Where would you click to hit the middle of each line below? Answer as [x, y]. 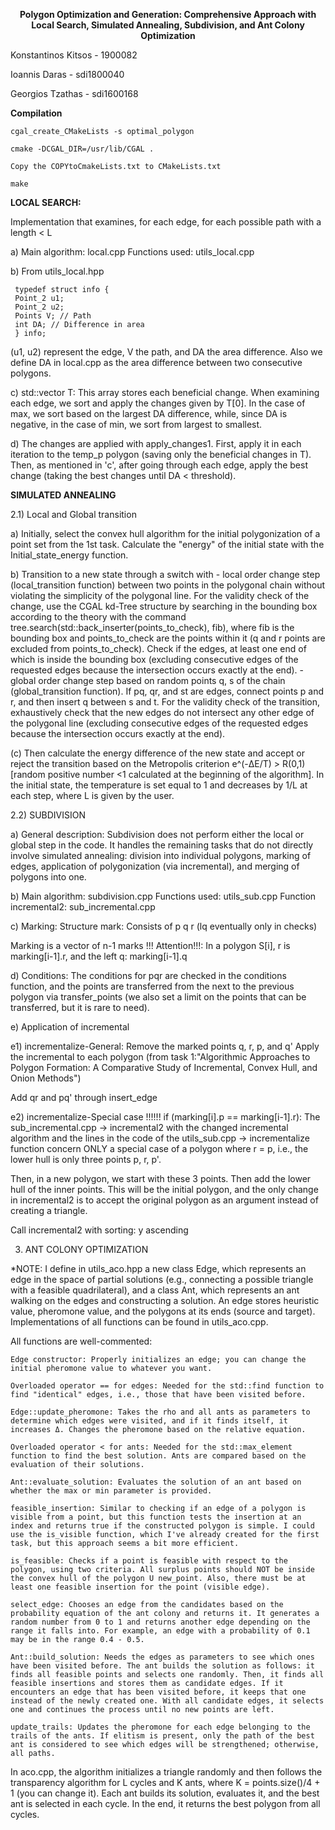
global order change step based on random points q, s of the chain [148, 680]
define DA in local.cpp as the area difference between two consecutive [156, 362]
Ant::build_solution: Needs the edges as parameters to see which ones [162, 1657]
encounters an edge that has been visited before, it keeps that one [158, 1692]
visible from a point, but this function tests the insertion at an [156, 1517]
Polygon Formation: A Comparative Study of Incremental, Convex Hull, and [164, 1067]
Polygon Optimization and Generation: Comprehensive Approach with [168, 14]
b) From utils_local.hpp [57, 271]
